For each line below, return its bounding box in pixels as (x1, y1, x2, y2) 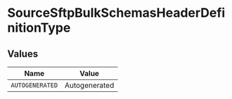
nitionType (7, 20, 71, 36)
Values (7, 48, 39, 60)
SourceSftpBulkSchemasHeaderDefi (7, 5, 226, 21)
